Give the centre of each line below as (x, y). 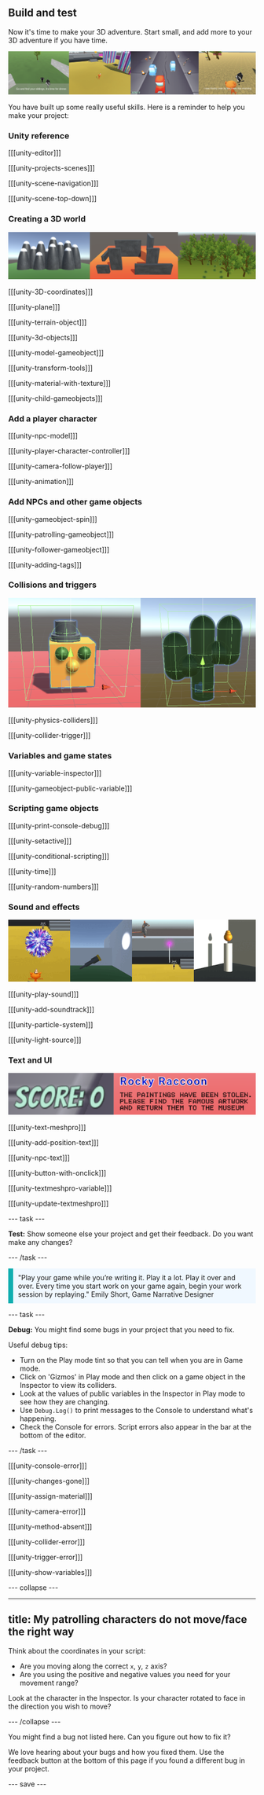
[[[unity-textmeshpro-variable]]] (60, 1188)
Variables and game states (60, 756)
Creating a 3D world (47, 219)
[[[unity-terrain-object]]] (48, 322)
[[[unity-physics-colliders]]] (53, 720)
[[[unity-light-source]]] (45, 1040)
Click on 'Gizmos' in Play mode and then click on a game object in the (132, 1377)
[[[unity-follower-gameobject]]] (59, 549)
